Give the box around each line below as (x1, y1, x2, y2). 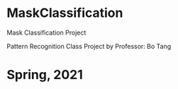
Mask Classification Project (6, 28, 87, 37)
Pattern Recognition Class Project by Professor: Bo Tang (6, 42, 172, 50)
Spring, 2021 (6, 67, 83, 83)
